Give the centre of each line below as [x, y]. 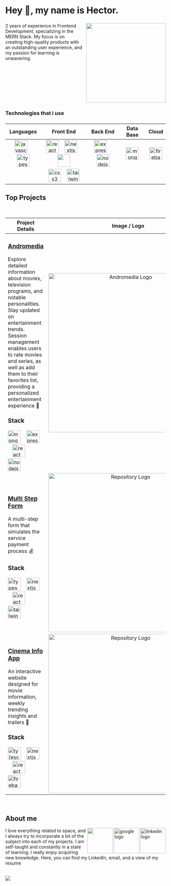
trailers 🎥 [19, 723]
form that [19, 525]
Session [17, 336]
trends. [16, 329]
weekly [17, 703]
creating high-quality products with [42, 42]
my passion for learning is [32, 53]
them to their [23, 374]
